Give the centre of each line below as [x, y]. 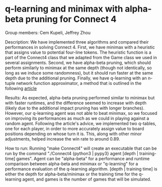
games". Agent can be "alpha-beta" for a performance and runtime [83, 158]
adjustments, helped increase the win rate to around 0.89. [63, 139]
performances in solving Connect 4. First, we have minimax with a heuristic [80, 47]
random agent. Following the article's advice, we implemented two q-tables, [81, 123]
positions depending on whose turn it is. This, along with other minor [74, 134]
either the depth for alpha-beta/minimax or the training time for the [71, 174]
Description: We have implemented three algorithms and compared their [77, 42]
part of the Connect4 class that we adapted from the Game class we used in [81, 57]
